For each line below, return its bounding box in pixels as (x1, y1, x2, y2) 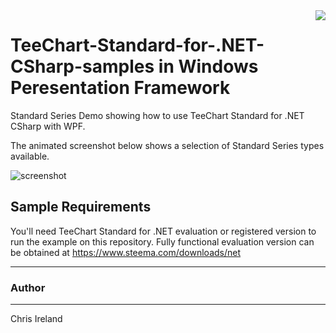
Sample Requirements (10, 199, 152, 216)
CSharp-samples (10, 55, 155, 78)
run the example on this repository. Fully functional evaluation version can (10, 235, 315, 248)
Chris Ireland (10, 313, 63, 325)
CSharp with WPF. (10, 120, 86, 132)
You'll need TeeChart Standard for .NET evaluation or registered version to (10, 225, 317, 237)
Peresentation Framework (10, 77, 231, 99)
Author (10, 280, 46, 294)
